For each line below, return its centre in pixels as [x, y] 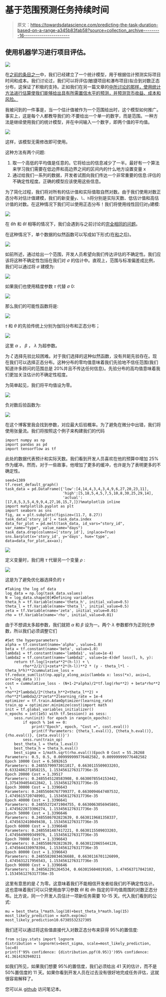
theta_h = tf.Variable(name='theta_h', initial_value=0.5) [67, 602]
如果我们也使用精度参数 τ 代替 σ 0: [40, 286]
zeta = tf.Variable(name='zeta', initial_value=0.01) [62, 611]
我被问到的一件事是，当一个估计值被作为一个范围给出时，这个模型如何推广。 [83, 110]
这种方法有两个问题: [25, 152]
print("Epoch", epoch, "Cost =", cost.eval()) [80, 727]
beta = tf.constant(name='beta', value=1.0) [52, 649]
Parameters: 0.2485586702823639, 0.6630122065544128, [62, 843]
